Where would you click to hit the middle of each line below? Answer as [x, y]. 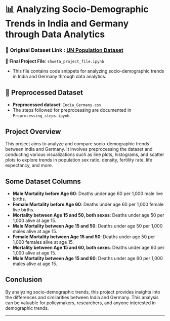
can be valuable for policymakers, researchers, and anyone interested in [80, 303]
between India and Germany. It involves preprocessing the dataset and [79, 149]
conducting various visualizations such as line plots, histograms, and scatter [85, 154]
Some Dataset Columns [43, 181]
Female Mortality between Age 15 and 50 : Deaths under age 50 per [84, 237]
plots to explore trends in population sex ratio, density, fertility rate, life [79, 160]
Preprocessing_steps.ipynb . [41, 116]
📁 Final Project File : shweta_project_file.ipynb [55, 61]
